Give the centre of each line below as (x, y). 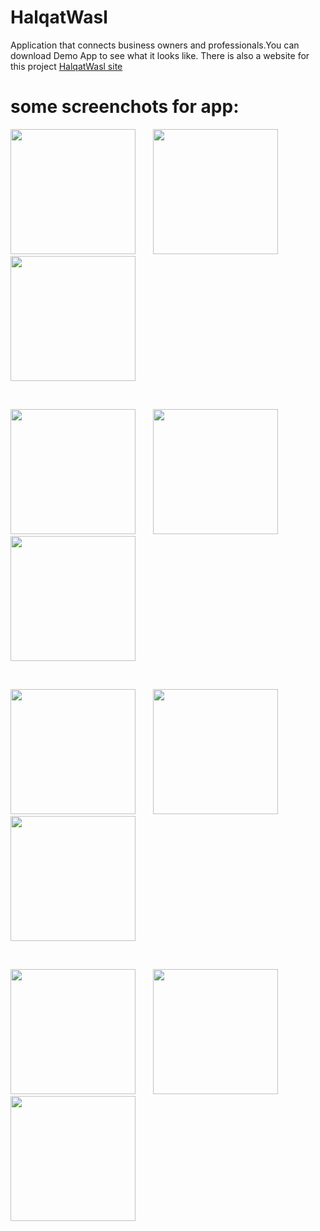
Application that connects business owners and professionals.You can (155, 45)
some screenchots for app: (125, 107)
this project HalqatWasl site (66, 66)
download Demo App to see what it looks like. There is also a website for (160, 55)
